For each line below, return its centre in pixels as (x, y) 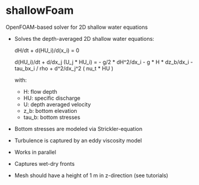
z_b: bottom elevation (50, 111)
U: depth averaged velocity (57, 104)
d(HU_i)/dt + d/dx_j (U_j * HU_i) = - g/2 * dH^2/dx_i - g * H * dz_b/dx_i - (104, 62)
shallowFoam (40, 11)
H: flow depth (40, 91)
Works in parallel (35, 152)
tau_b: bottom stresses (52, 117)
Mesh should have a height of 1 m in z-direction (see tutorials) (91, 175)
